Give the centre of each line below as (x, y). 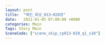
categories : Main (23, 24)
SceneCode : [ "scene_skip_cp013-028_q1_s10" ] (53, 33)
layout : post (19, 10)
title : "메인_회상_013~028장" (35, 15)
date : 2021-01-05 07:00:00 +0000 (43, 19)
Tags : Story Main (23, 29)
